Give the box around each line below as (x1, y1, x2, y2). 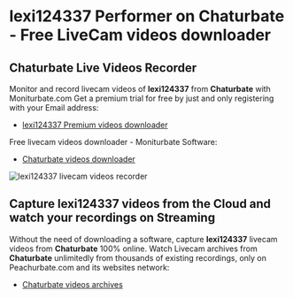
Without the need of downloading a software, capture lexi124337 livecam (9, 233, 278, 244)
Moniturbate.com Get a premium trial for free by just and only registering (9, 93, 274, 103)
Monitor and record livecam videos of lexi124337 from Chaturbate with (9, 84, 272, 94)
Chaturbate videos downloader (21, 154, 135, 164)
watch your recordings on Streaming (9, 210, 215, 225)
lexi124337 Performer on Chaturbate (9, 6, 285, 27)
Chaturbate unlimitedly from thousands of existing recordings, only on (9, 252, 267, 263)
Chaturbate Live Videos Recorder (9, 60, 197, 75)
